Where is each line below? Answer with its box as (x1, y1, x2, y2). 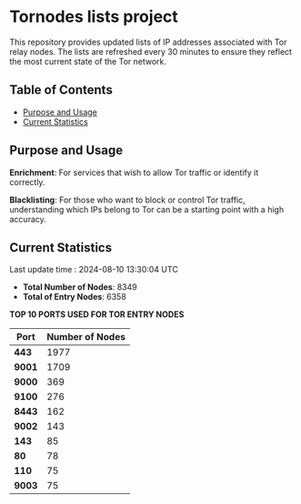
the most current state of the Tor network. (9, 56, 166, 67)
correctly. (9, 176, 45, 188)
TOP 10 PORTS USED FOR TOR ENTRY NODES (9, 309, 185, 320)
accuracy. (9, 213, 47, 224)
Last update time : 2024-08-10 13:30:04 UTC (9, 264, 179, 275)
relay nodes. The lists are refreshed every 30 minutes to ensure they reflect (9, 46, 293, 57)
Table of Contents (9, 82, 114, 98)
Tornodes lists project (9, 6, 179, 27)
